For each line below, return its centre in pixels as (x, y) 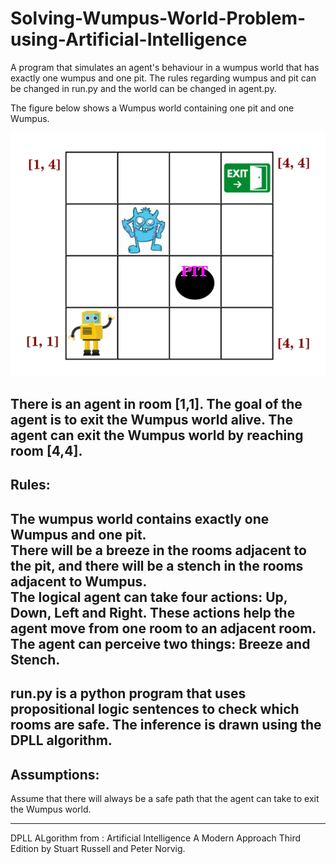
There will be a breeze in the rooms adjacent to (158, 550)
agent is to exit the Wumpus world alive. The (151, 420)
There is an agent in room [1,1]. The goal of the (156, 404)
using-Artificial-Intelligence (129, 39)
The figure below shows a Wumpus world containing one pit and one (152, 108)
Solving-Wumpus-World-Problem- (158, 18)
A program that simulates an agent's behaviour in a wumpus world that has (165, 67)
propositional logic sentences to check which (155, 709)
